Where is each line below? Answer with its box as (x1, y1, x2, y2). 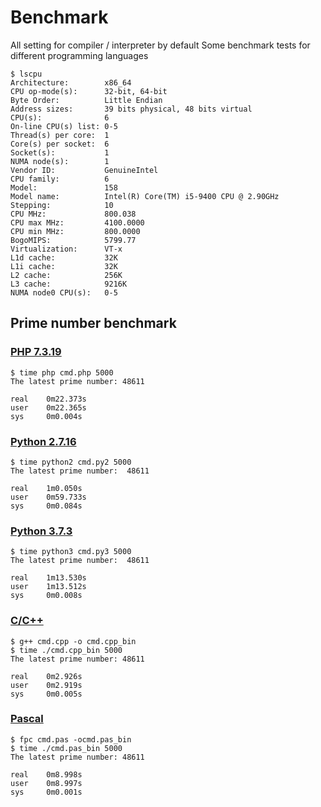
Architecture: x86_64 (10, 77, 132, 88)
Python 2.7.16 (10, 434, 77, 448)
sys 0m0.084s (10, 501, 83, 511)
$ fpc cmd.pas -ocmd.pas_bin (10, 734, 132, 745)
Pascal (10, 712, 44, 726)
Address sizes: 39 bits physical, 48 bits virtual (10, 104, 253, 114)
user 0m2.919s (10, 680, 83, 690)
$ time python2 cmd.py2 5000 (10, 457, 132, 467)
